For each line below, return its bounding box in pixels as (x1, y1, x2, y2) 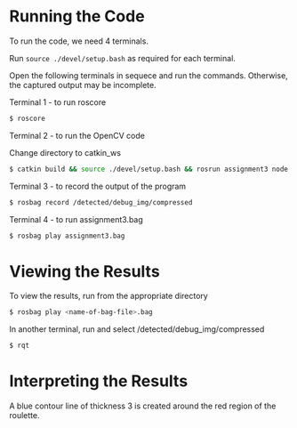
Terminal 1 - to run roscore (9, 96, 107, 108)
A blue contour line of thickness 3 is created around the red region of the (9, 400, 277, 411)
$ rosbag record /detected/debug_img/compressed (9, 198, 193, 206)
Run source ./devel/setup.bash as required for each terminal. (9, 52, 236, 63)
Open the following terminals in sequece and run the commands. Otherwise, (9, 69, 289, 81)
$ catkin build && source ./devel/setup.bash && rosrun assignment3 (9, 165, 269, 174)
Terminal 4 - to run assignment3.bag (9, 214, 144, 224)
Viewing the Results (9, 261, 160, 281)
